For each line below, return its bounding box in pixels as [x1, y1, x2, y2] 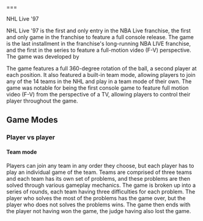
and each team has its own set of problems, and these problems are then [6, 175, 191, 182]
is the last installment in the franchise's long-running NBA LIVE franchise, [6, 40, 191, 47]
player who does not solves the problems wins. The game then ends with [6, 201, 191, 208]
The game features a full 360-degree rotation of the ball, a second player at [6, 65, 197, 72]
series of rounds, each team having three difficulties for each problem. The [6, 187, 196, 195]
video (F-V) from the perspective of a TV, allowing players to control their [6, 91, 191, 98]
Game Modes [6, 115, 58, 125]
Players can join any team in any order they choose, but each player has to [6, 162, 194, 169]
